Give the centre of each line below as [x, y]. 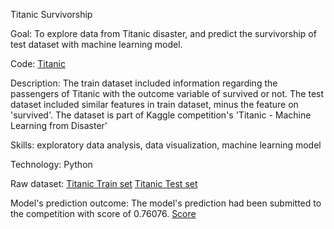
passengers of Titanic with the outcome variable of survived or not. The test [167, 93]
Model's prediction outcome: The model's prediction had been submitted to [166, 203]
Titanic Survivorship [51, 14]
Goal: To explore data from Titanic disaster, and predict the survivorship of [163, 33]
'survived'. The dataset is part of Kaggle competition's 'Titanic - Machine [161, 115]
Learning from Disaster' [59, 125]
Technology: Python [51, 164]
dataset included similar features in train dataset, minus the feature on [154, 104]
